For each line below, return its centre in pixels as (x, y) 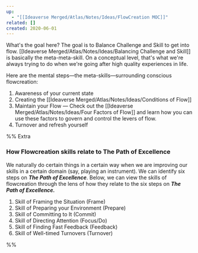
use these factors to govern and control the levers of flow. (86, 119)
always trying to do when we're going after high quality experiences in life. (97, 64)
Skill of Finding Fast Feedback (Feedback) (66, 227)
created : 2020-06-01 (32, 28)
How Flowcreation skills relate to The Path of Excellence (88, 152)
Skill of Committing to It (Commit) (55, 214)
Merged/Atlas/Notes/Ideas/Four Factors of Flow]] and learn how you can (103, 112)
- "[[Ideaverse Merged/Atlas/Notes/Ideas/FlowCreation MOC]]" (90, 17)
